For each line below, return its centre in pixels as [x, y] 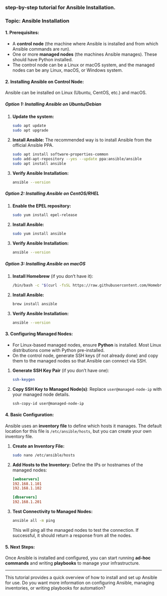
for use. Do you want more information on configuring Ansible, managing [80, 583]
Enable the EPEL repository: [42, 206]
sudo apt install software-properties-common [60, 154]
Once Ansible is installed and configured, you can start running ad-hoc [78, 558]
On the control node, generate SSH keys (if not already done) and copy [85, 356]
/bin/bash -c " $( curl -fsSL [42, 285]
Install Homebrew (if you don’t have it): [53, 276]
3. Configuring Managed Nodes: [39, 334]
